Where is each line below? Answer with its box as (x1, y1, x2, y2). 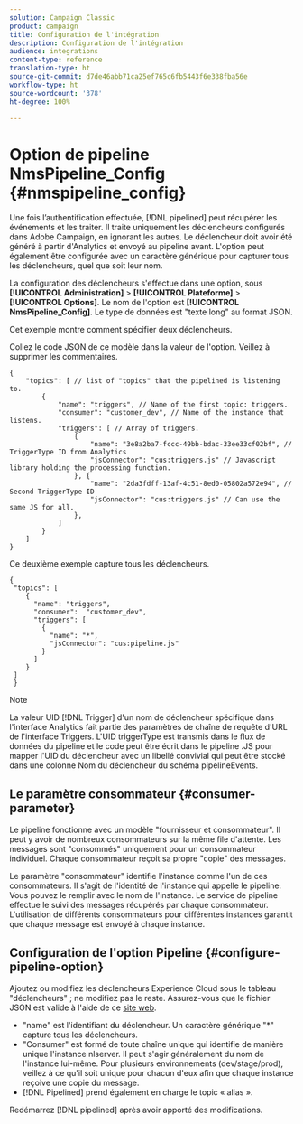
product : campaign (9, 22, 78, 31)
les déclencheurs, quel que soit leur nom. (9, 260, 163, 271)
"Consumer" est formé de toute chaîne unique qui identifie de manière (22, 1038, 284, 1049)
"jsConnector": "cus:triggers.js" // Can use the (89, 495, 280, 504)
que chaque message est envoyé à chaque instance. (9, 919, 206, 930)
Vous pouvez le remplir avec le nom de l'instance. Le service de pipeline (9, 890, 278, 901)
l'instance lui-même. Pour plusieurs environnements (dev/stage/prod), (22, 1058, 284, 1069)
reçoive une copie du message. (22, 1077, 140, 1088)
